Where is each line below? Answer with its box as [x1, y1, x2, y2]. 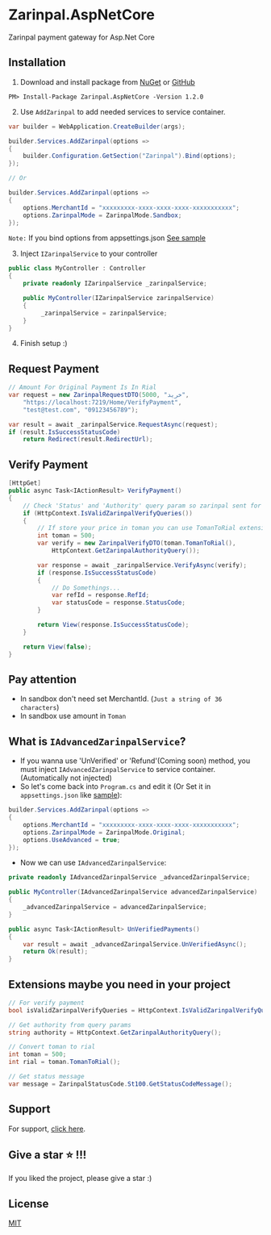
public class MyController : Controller [8, 265, 147, 273]
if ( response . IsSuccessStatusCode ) [37, 569, 157, 577]
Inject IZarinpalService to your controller [19, 248, 158, 259]
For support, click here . [8, 1124, 86, 1133]
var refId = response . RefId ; [51, 591, 150, 599]
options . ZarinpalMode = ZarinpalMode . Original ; [23, 828, 186, 837]
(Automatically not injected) [19, 773, 113, 783]
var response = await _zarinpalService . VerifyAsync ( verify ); [37, 561, 248, 570]
